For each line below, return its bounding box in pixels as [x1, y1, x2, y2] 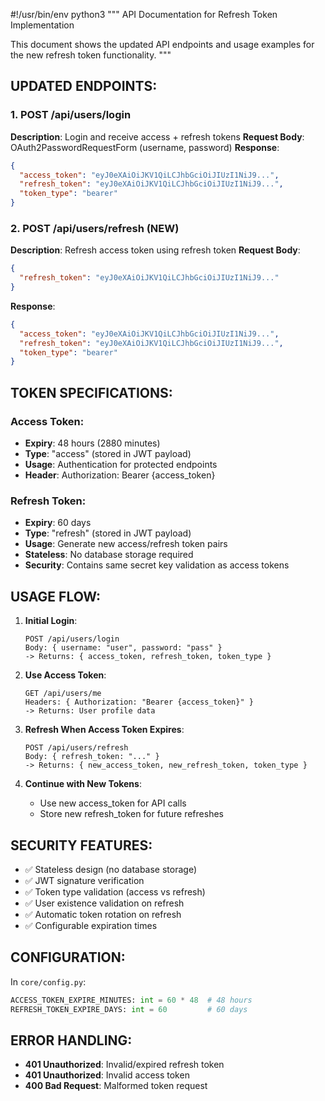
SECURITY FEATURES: [10, 837, 153, 854]
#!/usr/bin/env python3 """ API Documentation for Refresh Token [10, 9, 278, 20]
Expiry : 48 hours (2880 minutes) [24, 437, 161, 449]
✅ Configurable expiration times [24, 919, 158, 931]
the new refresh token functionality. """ [10, 49, 172, 61]
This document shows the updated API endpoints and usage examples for [10, 39, 315, 50]
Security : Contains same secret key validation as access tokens [24, 559, 290, 571]
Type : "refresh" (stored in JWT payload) [24, 527, 192, 539]
